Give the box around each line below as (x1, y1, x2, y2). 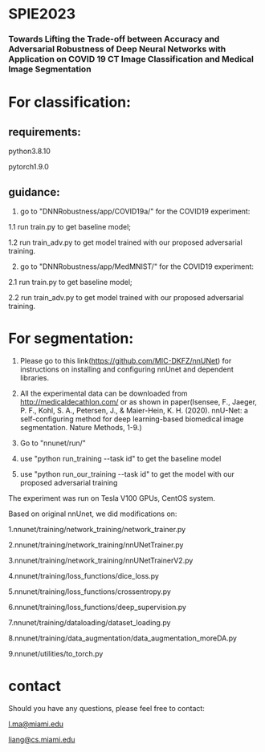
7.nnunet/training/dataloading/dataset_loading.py (8, 617, 171, 627)
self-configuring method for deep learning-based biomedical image (19, 414, 244, 424)
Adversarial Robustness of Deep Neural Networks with (8, 43, 226, 55)
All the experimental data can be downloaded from (19, 388, 188, 398)
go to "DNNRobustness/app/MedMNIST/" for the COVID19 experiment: (19, 262, 255, 271)
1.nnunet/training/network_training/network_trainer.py (8, 524, 186, 534)
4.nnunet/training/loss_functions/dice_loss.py (8, 571, 159, 580)
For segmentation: (8, 330, 134, 348)
